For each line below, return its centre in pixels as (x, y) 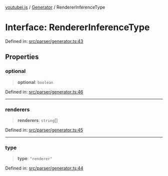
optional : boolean (35, 82)
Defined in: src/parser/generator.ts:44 (44, 168)
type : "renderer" (35, 158)
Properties (22, 57)
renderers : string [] (37, 120)
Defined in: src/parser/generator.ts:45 (44, 130)
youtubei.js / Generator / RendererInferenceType (55, 7)
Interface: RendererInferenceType (77, 27)
